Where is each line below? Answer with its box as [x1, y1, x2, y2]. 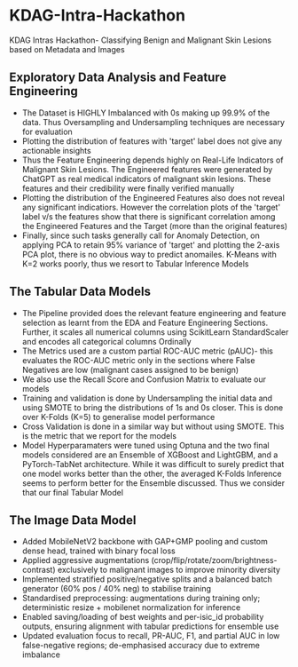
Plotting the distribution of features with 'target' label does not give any [21, 135, 283, 147]
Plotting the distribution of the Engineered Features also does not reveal [21, 192, 286, 202]
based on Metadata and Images [9, 44, 126, 54]
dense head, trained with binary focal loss [21, 545, 176, 556]
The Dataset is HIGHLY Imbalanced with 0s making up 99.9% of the [21, 107, 271, 118]
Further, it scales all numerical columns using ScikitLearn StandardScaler [21, 326, 289, 337]
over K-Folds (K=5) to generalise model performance [21, 411, 216, 422]
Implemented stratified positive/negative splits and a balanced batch [21, 574, 273, 584]
